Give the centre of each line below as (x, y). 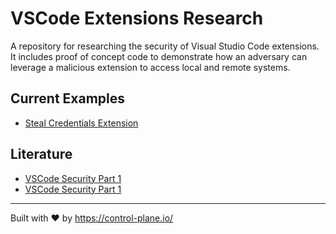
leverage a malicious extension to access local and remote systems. (150, 67)
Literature (41, 154)
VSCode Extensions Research (137, 18)
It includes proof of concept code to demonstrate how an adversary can (159, 56)
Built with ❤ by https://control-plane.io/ (92, 218)
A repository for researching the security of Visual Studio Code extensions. (165, 46)
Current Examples (68, 98)
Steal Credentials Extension (81, 123)
